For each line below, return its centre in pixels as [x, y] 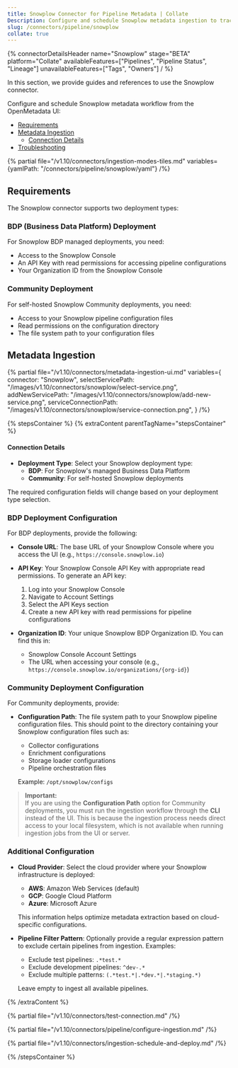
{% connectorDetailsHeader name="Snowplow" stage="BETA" [99, 54]
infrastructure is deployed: [56, 874]
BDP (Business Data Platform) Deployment [82, 226]
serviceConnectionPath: [83, 402]
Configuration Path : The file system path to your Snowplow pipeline [117, 717]
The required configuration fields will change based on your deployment [113, 492]
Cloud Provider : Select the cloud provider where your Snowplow [112, 867]
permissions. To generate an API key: [72, 575]
